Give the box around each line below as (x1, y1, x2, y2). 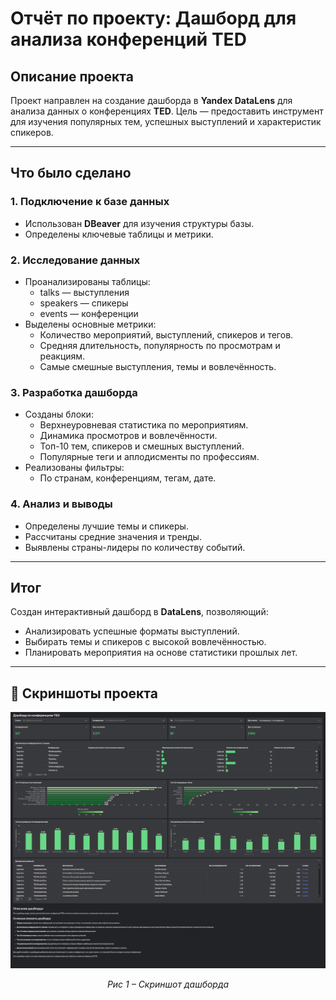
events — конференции (39, 307, 139, 319)
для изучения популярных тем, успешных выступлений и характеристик (10, 116, 322, 127)
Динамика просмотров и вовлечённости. (39, 430, 218, 442)
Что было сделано (10, 165, 132, 182)
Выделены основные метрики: (24, 318, 157, 330)
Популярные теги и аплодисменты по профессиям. (39, 451, 260, 463)
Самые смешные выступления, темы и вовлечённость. (39, 360, 277, 372)
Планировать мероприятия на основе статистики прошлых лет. (24, 647, 298, 659)
